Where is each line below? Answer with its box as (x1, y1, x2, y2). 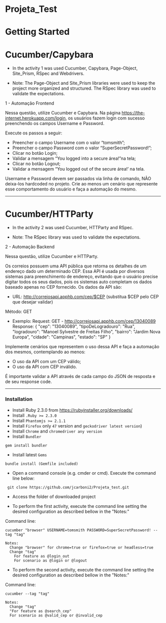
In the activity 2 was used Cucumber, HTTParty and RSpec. (12, 225, 133, 231)
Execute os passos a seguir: (5, 130, 63, 136)
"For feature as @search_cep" (9, 609, 72, 614)
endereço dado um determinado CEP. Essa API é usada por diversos (5, 268, 145, 274)
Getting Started (5, 26, 70, 38)
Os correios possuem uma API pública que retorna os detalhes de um (5, 263, 147, 269)
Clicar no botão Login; (12, 150, 58, 156)
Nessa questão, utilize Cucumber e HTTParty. (5, 253, 99, 259)
